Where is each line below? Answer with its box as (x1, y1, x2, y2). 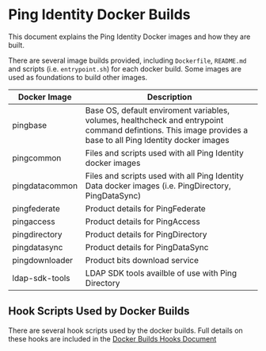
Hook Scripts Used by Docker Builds (8, 304, 190, 318)
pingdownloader (12, 254, 74, 265)
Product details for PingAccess (85, 216, 200, 227)
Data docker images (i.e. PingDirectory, (85, 180, 231, 191)
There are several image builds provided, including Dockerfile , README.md (8, 56, 247, 65)
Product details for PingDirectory (85, 229, 207, 240)
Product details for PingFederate (85, 202, 206, 214)
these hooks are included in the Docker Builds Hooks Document (8, 334, 217, 343)
